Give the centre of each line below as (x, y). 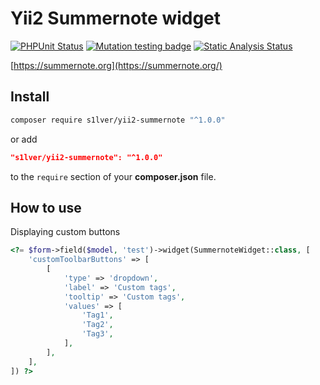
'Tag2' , (97, 325)
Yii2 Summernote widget (116, 18)
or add (24, 139)
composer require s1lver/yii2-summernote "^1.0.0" (118, 120)
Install (30, 97)
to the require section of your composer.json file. (113, 176)
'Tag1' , (97, 315)
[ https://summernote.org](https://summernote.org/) (116, 65)
